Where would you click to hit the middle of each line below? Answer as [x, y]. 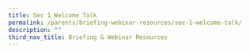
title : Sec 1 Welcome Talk [53, 15]
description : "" [35, 30]
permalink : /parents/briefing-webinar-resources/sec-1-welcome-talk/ [125, 23]
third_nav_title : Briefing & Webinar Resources [88, 37]
